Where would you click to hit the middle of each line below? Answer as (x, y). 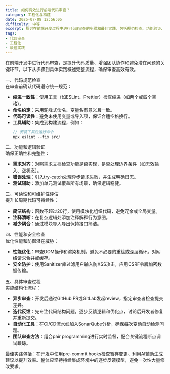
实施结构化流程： (23, 288)
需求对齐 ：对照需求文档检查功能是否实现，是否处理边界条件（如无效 (83, 164)
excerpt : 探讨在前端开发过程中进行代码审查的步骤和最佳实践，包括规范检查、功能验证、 (85, 29)
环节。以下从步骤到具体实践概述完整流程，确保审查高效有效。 (74, 69)
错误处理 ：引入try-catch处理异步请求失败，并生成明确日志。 (75, 177)
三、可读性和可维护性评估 (32, 194)
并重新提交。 (26, 318)
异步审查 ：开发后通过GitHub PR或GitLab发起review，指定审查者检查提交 (88, 299)
